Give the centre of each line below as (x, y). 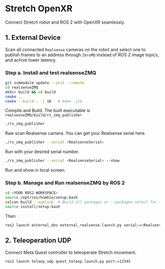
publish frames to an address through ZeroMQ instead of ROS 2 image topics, (82, 55)
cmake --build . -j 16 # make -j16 (44, 101)
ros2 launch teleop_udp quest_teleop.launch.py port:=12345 (68, 261)
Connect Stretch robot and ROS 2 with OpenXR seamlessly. (65, 22)
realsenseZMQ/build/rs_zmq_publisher (44, 115)
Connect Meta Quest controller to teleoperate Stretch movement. (71, 252)
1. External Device (33, 38)
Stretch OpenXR (39, 9)
